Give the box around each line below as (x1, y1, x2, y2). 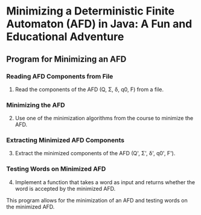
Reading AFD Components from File (6, 72, 113, 80)
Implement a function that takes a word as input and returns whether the (14, 178, 195, 185)
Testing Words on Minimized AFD (6, 165, 106, 173)
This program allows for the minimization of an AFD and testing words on (6, 196, 188, 204)
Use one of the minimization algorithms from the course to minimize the (14, 115, 194, 122)
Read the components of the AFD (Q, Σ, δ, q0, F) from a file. (14, 86, 164, 93)
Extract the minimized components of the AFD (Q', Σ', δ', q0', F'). (14, 150, 176, 157)
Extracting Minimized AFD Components (6, 136, 125, 144)
